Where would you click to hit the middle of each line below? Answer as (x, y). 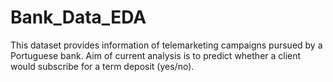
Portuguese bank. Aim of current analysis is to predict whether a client (156, 55)
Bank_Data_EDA (78, 17)
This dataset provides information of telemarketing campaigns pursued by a (166, 45)
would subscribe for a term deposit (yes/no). (102, 66)
